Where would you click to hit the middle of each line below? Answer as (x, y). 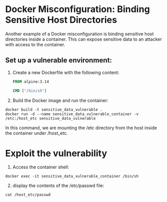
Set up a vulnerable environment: (59, 61)
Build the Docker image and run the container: (60, 100)
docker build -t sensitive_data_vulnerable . (54, 110)
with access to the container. (35, 44)
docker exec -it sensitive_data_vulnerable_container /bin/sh (72, 176)
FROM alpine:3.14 (31, 81)
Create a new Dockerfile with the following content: (66, 72)
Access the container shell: (41, 167)
